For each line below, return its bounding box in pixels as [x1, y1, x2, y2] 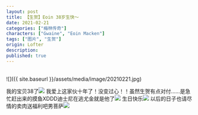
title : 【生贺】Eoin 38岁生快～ [6, 14, 79, 20]
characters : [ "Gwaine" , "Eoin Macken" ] [6, 31, 105, 37]
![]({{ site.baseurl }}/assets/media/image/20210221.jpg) [6, 75, 142, 82]
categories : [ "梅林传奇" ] [6, 25, 67, 31]
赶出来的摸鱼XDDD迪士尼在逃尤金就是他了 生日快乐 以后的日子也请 [11, 95, 187, 102]
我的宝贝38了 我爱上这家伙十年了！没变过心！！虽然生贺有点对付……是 [6, 87, 186, 95]
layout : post [6, 8, 39, 15]
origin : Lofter [6, 42, 44, 48]
